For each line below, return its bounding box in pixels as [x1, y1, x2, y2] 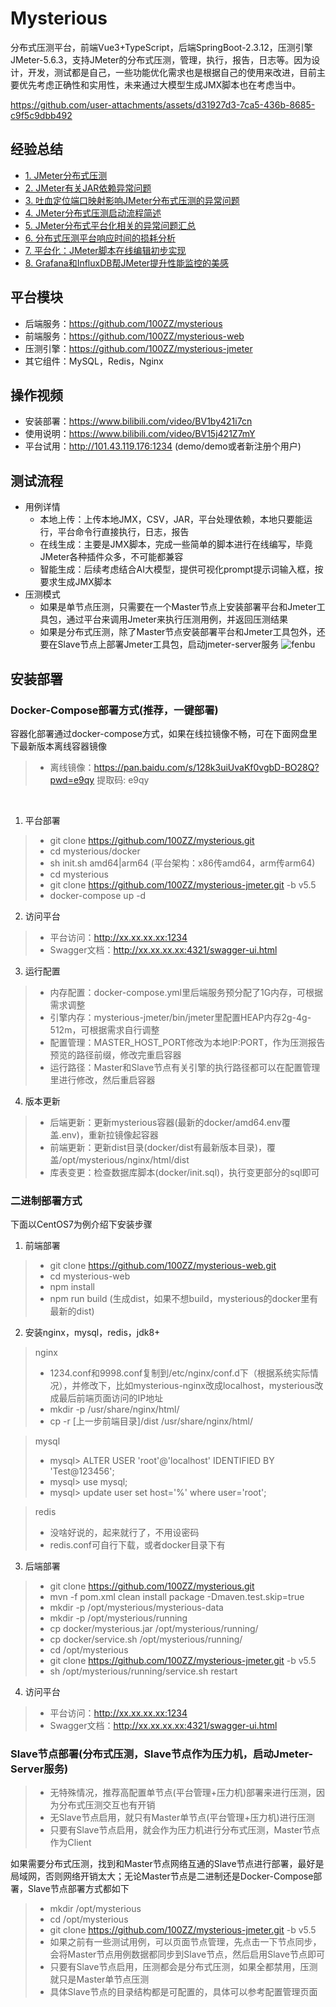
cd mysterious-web [49, 1270, 131, 1282]
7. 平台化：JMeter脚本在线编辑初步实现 [24, 244, 187, 256]
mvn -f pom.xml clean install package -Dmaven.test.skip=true [49, 1591, 305, 1603]
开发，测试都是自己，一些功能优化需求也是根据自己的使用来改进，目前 [27, 66, 317, 78]
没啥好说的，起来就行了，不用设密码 [49, 1527, 200, 1539]
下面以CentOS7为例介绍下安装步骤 [10, 1218, 153, 1231]
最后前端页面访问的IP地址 [58, 1392, 164, 1404]
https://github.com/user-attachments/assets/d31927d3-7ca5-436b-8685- [10, 98, 316, 111]
